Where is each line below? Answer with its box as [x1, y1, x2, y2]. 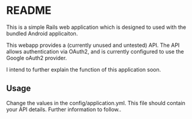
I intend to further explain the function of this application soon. [6, 66, 161, 73]
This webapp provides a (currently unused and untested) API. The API [6, 41, 180, 49]
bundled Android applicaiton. [6, 29, 78, 37]
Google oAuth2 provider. [6, 54, 67, 61]
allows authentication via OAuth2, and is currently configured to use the [6, 47, 184, 55]
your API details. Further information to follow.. [6, 106, 122, 113]
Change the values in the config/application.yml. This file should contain [6, 99, 185, 106]
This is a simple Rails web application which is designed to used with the [6, 23, 187, 31]
